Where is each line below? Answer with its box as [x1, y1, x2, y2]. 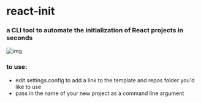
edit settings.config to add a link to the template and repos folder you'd [15, 76, 195, 83]
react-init [6, 4, 55, 18]
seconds [6, 34, 33, 42]
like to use [15, 83, 42, 90]
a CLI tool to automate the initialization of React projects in [6, 26, 184, 35]
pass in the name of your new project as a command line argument [15, 90, 184, 97]
